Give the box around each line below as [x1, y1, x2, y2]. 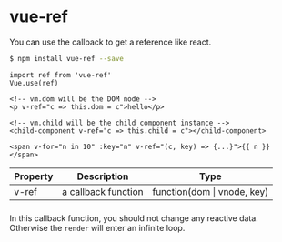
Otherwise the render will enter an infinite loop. [9, 222, 186, 233]
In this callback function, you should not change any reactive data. [9, 212, 259, 224]
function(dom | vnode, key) [152, 185, 269, 197]
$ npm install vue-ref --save [9, 54, 125, 63]
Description [76, 170, 129, 183]
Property [14, 170, 54, 183]
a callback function [62, 185, 144, 197]
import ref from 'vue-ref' [9, 70, 112, 79]
